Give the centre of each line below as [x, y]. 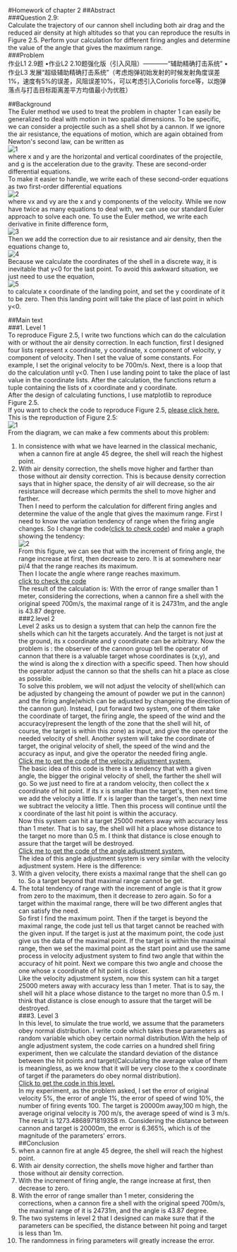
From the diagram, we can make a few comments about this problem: [109, 432]
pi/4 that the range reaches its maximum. [78, 566]
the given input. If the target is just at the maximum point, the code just [121, 933]
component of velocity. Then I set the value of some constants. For [105, 358]
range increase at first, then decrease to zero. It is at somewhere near [120, 559]
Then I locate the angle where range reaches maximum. [99, 573]
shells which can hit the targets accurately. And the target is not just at [121, 633]
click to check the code [52, 581]
